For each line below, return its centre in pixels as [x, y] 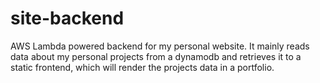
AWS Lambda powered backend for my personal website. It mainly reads [160, 46]
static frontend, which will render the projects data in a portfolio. [142, 67]
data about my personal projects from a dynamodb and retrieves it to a [156, 56]
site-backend [67, 18]
